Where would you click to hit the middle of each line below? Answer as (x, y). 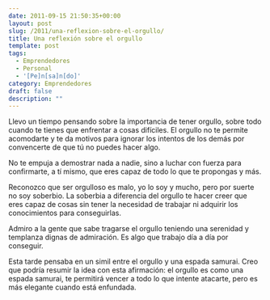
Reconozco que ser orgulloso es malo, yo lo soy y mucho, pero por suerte (131, 188)
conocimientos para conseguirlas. (65, 213)
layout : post (30, 23)
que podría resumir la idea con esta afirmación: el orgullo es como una (126, 270)
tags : (17, 53)
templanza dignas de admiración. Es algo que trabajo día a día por (118, 237)
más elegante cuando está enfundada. (72, 287)
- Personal (34, 69)
